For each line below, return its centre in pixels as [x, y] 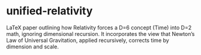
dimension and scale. [32, 47]
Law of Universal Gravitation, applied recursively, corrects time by [88, 40]
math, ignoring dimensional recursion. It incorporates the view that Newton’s [100, 33]
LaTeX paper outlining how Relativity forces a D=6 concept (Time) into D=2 [99, 27]
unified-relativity [49, 11]
